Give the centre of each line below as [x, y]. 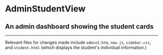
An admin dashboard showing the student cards [79, 27]
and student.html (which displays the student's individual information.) [76, 47]
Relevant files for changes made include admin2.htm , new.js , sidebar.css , [78, 42]
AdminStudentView [45, 9]
